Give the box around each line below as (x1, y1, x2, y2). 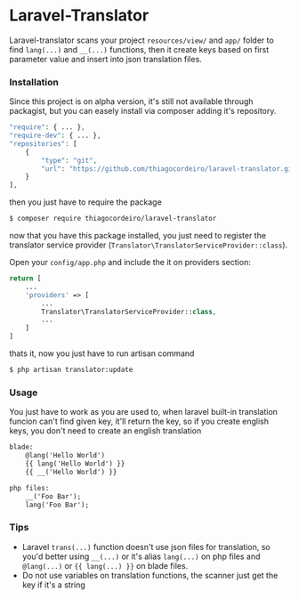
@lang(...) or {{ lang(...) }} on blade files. (21, 560, 189, 571)
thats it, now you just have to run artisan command (9, 348, 195, 359)
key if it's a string (21, 579, 86, 590)
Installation (9, 76, 60, 88)
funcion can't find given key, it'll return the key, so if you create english (9, 416, 270, 427)
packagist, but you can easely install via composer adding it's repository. (9, 106, 277, 117)
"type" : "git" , (41, 156, 98, 165)
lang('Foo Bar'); (25, 500, 90, 509)
